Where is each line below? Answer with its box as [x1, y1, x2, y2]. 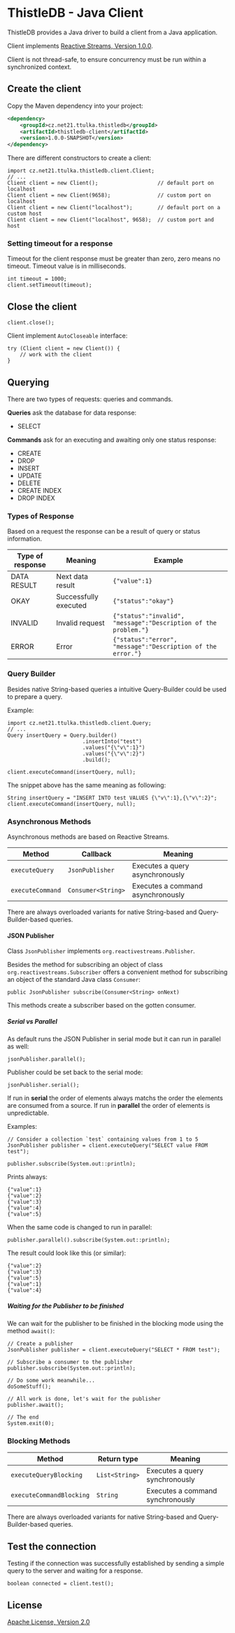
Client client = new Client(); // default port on [7, 180, 215, 187]
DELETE [17, 479, 41, 487]
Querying [7, 376, 50, 388]
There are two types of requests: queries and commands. [7, 395, 173, 403]
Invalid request [55, 618, 105, 628]
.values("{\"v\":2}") [82, 750, 145, 757]
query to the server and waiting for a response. [7, 1566, 143, 1575]
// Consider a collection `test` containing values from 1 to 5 [7, 1136, 199, 1143]
